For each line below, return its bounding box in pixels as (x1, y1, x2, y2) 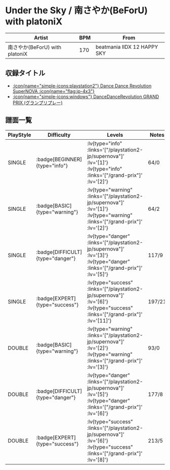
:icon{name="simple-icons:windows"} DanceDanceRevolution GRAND (12, 93, 159, 100)
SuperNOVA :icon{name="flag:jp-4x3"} (12, 88, 95, 94)
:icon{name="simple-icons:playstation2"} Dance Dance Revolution (12, 82, 152, 89)
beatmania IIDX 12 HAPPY (95, 43, 158, 50)
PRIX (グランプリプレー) (12, 100, 63, 106)
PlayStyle (8, 131, 31, 138)
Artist (33, 34, 48, 41)
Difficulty (48, 131, 71, 138)
